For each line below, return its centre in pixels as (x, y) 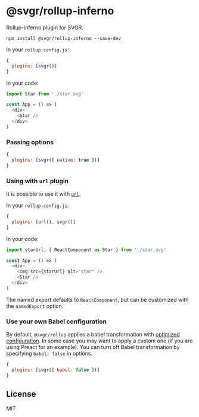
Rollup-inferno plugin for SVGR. (45, 27)
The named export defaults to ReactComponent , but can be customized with (97, 299)
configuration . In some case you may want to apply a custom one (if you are (99, 341)
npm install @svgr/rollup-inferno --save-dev (63, 38)
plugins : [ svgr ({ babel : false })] (56, 370)
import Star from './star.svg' (45, 94)
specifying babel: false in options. (49, 354)
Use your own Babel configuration (57, 322)
